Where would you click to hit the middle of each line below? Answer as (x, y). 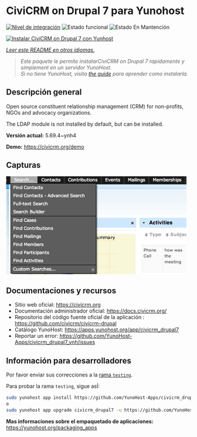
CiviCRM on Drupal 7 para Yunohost (95, 11)
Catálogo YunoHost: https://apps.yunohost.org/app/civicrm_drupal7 (97, 330)
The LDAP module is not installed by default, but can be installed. (85, 124)
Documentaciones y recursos (61, 290)
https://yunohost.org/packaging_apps (52, 428)
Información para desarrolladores (69, 360)
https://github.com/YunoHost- (96, 336)
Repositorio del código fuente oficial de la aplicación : (79, 317)
